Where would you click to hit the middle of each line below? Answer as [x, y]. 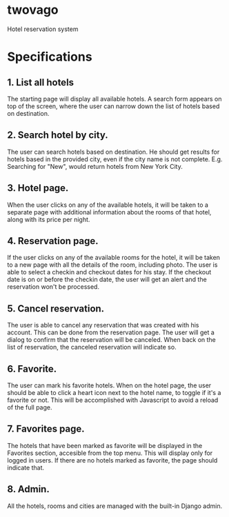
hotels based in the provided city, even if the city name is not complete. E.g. [115, 159]
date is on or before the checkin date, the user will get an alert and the [107, 280]
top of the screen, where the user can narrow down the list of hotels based [113, 106]
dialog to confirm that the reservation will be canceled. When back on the [111, 340]
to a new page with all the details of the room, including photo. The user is [112, 265]
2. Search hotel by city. [58, 135]
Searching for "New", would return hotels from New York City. [95, 166]
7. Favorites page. [46, 429]
